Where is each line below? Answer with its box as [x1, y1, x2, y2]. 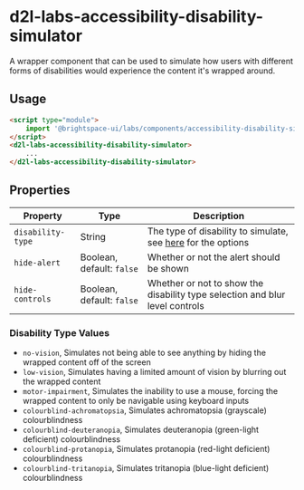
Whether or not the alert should [147, 251, 280, 264]
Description [193, 209, 245, 222]
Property [23, 209, 62, 222]
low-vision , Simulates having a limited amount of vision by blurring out [22, 367, 287, 378]
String [80, 230, 107, 243]
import [25, 124, 51, 133]
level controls [147, 299, 205, 312]
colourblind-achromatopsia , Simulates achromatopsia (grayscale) [22, 405, 267, 416]
